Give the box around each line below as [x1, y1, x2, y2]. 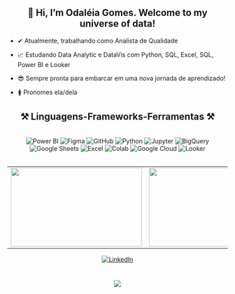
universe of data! [79, 18, 156, 30]
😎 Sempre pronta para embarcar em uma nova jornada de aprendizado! [17, 74, 226, 82]
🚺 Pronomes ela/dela [17, 88, 78, 96]
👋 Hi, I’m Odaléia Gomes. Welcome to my [27, 7, 208, 19]
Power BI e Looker [17, 60, 71, 68]
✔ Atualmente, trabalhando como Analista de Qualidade [17, 36, 178, 45]
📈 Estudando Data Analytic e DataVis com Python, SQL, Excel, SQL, [17, 50, 214, 59]
